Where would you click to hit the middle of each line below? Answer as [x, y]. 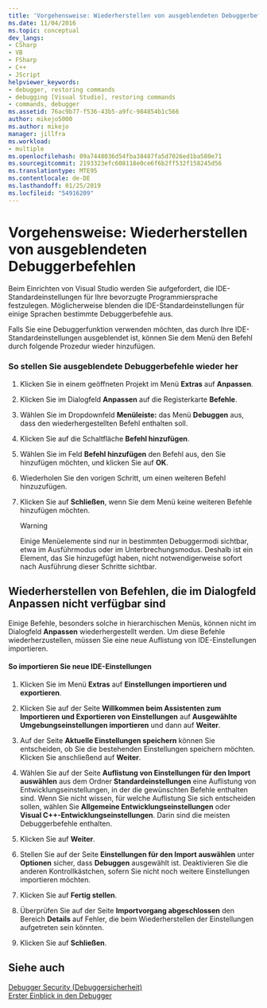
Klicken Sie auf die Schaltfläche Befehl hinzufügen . [104, 438]
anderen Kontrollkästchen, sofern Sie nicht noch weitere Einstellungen [135, 871]
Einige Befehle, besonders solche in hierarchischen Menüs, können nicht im [132, 623]
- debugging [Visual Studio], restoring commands [92, 97]
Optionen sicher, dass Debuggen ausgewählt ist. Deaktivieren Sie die [134, 862]
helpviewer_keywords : [44, 82]
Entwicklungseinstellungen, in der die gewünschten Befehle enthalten [134, 789]
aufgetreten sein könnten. [62, 927]
